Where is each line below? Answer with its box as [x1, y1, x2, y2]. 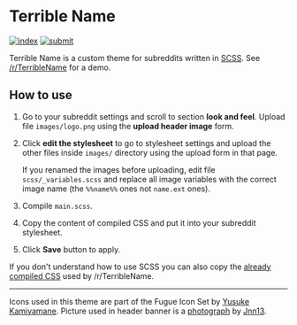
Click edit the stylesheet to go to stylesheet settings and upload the [21, 137, 271, 148]
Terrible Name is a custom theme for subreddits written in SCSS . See [9, 52, 261, 63]
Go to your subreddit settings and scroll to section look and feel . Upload [21, 111, 286, 121]
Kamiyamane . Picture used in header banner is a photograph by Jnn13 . [9, 306, 267, 316]
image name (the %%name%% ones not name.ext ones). [21, 183, 210, 194]
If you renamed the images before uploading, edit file [21, 164, 216, 174]
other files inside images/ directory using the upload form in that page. [21, 147, 278, 158]
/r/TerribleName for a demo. [9, 62, 111, 73]
